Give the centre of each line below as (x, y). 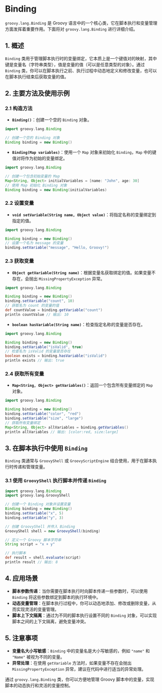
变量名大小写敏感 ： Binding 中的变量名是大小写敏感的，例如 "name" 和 (81, 651)
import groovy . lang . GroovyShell (37, 495)
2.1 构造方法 (19, 109)
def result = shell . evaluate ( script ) (43, 558)
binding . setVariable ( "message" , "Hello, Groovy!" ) (57, 248)
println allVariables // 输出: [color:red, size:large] (62, 432)
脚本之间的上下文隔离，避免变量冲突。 (50, 621)
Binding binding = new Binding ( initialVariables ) (56, 190)
